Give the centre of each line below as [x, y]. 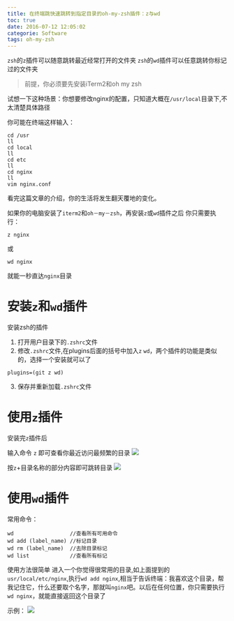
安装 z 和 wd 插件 [47, 307]
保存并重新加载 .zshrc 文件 [54, 387]
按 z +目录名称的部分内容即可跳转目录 [60, 467]
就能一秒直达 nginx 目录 [39, 276]
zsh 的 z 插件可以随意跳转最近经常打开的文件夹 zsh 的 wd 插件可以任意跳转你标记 [117, 61]
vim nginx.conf [29, 185]
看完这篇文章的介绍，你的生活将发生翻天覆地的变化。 [84, 198]
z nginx [19, 235]
